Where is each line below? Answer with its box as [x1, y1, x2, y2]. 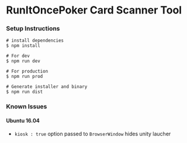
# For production [6, 69, 49, 74]
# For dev [6, 53, 30, 59]
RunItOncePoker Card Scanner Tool [6, 4, 182, 17]
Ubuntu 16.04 [6, 117, 40, 124]
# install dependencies [6, 38, 64, 44]
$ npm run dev [6, 58, 41, 64]
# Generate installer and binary [6, 84, 88, 90]
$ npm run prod [6, 74, 43, 80]
